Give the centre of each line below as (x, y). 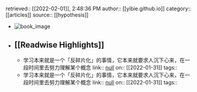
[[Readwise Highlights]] (59, 45)
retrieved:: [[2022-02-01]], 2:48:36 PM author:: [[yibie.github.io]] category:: (98, 9)
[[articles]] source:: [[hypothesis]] (47, 15)
